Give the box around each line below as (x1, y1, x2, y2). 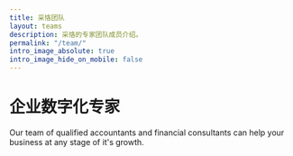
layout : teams (9, 22, 63, 31)
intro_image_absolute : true (9, 47, 115, 56)
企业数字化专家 (9, 96, 121, 117)
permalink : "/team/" (9, 38, 87, 48)
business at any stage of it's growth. (9, 136, 144, 147)
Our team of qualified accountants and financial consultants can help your (9, 127, 285, 138)
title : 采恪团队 (9, 13, 65, 23)
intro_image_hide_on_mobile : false (9, 55, 143, 64)
